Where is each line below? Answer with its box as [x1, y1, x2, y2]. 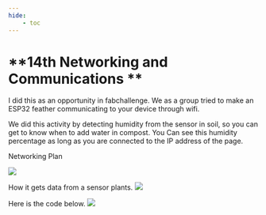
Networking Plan [8, 152, 63, 161]
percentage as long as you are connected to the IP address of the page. [8, 136, 244, 146]
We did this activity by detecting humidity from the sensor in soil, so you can [8, 119, 258, 129]
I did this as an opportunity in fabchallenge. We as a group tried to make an [8, 96, 254, 105]
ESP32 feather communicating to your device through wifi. [8, 104, 200, 114]
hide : [8, 11, 26, 20]
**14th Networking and [8, 53, 168, 71]
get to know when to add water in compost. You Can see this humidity [8, 128, 238, 138]
